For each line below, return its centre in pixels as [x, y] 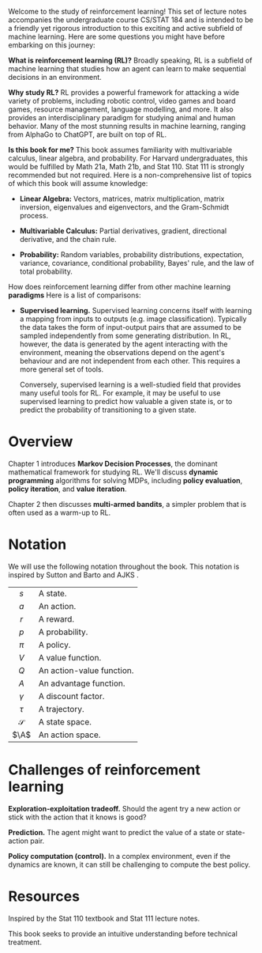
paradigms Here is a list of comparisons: [75, 295]
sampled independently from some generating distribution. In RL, [125, 336]
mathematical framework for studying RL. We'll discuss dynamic [113, 472]
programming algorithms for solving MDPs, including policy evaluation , [125, 480]
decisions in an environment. [55, 77]
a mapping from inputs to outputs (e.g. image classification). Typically [133, 319]
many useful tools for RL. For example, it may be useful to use [120, 393]
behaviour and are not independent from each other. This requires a [130, 361]
